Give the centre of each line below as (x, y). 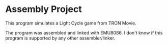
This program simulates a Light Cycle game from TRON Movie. (71, 23)
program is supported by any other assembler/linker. (60, 38)
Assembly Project (44, 9)
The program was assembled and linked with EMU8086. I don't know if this (84, 32)
